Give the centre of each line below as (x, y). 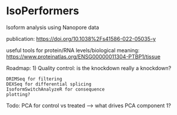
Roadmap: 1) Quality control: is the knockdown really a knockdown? (89, 68)
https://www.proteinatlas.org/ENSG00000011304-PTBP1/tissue (83, 56)
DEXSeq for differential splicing (49, 84)
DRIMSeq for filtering (34, 79)
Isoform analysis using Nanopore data (53, 27)
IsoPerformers (42, 11)
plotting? (18, 94)
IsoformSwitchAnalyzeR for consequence (56, 89)
